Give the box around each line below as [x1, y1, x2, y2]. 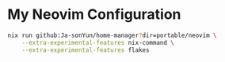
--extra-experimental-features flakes [21, 46, 150, 54]
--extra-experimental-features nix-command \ [21, 38, 175, 46]
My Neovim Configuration [7, 5, 181, 24]
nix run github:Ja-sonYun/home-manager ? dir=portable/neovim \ [7, 31, 217, 39]
